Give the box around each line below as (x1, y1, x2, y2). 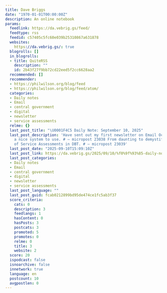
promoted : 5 (14, 230, 39, 235)
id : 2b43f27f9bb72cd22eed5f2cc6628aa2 (14, 68, 94, 73)
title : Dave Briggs (5, 7, 46, 12)
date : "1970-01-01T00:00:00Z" (5, 12, 68, 17)
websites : (9, 40, 30, 45)
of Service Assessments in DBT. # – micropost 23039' (14, 142, 128, 147)
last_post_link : (9, 151, 43, 156)
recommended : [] (9, 72, 43, 77)
